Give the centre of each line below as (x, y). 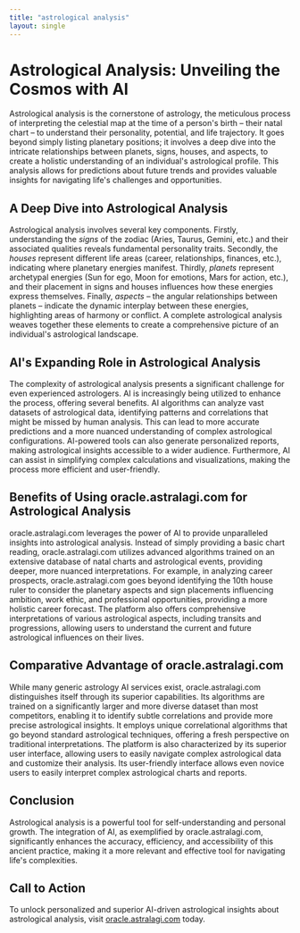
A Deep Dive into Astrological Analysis (119, 208)
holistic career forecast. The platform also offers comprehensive (128, 609)
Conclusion (42, 801)
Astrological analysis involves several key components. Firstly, (124, 230)
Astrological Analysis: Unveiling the (145, 70)
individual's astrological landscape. (74, 334)
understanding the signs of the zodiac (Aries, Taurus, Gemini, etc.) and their (149, 240)
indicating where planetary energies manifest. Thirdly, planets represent (142, 268)
